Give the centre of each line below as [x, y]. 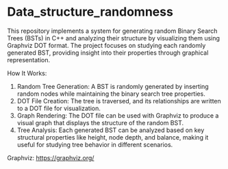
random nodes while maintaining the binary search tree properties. [111, 94]
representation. [28, 60]
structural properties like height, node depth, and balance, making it [113, 137]
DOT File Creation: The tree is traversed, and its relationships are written [119, 101]
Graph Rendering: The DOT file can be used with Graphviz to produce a [118, 115]
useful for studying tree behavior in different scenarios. [95, 144]
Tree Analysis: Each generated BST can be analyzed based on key [111, 130]
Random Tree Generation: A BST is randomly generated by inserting [113, 86]
